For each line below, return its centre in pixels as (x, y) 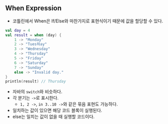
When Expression (33, 8)
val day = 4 (18, 30)
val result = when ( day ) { (33, 35)
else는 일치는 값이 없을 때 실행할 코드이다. (53, 116)
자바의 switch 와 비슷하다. (37, 91)
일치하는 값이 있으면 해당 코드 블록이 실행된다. (57, 110)
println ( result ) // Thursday (36, 81)
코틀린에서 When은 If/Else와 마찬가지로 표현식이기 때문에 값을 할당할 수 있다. (88, 21)
